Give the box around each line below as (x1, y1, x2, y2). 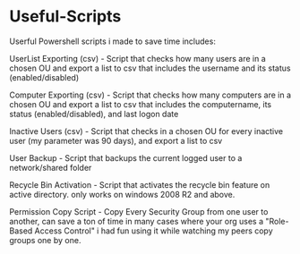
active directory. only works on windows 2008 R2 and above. (9, 189, 236, 199)
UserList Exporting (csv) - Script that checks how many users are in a (9, 53, 266, 63)
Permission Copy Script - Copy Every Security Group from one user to (9, 206, 269, 216)
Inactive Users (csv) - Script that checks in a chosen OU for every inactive (9, 125, 284, 136)
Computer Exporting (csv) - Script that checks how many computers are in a (9, 89, 291, 100)
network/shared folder (9, 162, 92, 173)
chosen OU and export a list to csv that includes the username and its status (9, 63, 291, 73)
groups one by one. (9, 234, 81, 245)
